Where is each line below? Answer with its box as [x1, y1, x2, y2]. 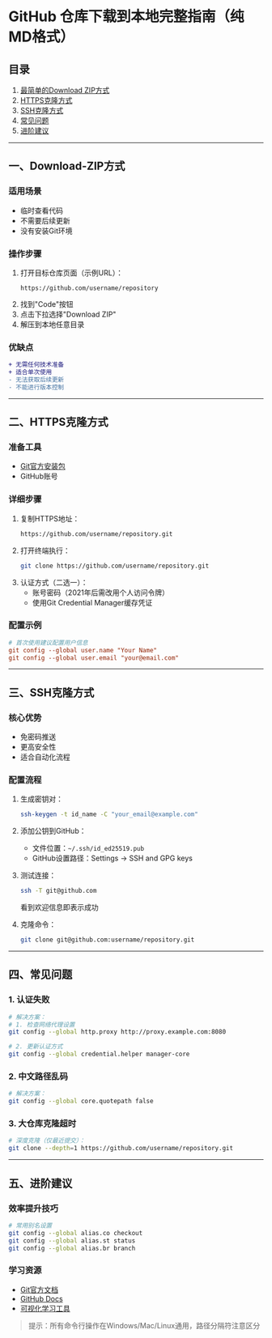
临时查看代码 [19, 206, 63, 215]
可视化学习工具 [19, 1303, 70, 1313]
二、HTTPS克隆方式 [8, 415, 109, 429]
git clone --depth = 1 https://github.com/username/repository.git [8, 1145, 233, 1153]
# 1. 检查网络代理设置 [8, 1021, 75, 1029]
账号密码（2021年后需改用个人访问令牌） [32, 588, 170, 597]
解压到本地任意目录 [19, 319, 85, 329]
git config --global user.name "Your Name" [8, 646, 158, 654]
